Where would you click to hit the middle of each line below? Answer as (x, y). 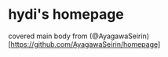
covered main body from (48, 36)
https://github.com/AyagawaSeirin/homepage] (86, 44)
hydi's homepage (66, 14)
